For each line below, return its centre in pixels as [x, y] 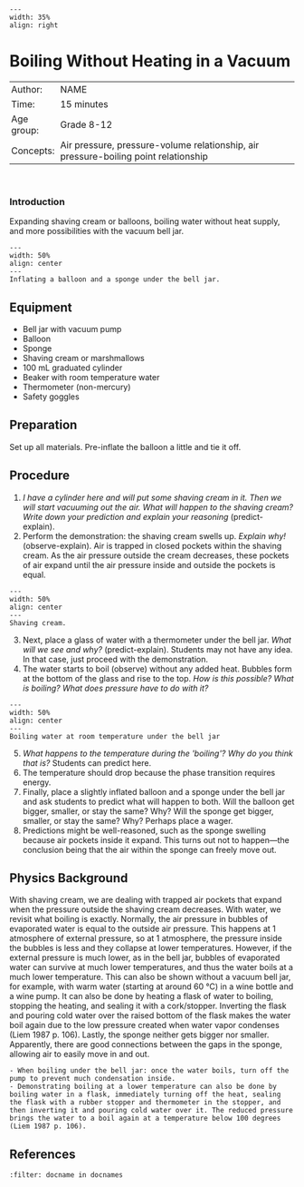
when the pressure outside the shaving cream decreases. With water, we [145, 909]
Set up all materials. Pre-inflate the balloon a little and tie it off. [125, 446]
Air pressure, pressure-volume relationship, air [160, 144]
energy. [37, 782]
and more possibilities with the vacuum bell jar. [96, 231]
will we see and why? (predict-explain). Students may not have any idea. [157, 649]
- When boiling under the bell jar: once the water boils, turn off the [149, 1071]
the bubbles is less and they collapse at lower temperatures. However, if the [151, 948]
